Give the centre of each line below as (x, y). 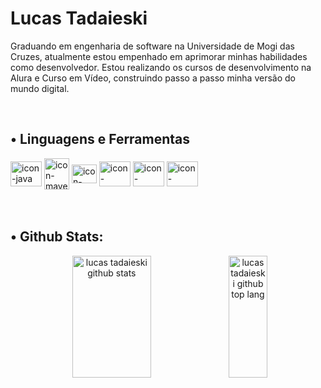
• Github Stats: (57, 237)
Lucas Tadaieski (79, 18)
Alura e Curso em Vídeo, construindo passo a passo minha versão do (153, 78)
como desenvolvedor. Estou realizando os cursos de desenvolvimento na (161, 67)
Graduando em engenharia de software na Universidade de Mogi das (152, 46)
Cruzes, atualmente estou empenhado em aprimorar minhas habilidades (159, 56)
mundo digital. (40, 88)
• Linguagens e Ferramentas (100, 139)
